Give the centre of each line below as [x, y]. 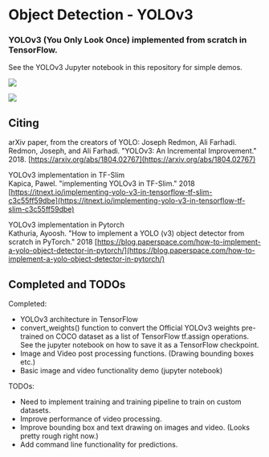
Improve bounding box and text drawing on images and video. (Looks [135, 427]
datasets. [35, 410]
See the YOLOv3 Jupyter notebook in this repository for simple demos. [125, 68]
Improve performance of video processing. [91, 419]
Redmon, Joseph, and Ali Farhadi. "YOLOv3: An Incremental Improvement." [132, 151]
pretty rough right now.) [59, 436]
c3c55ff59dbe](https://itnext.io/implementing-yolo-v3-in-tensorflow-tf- [127, 201]
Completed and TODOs [67, 284]
